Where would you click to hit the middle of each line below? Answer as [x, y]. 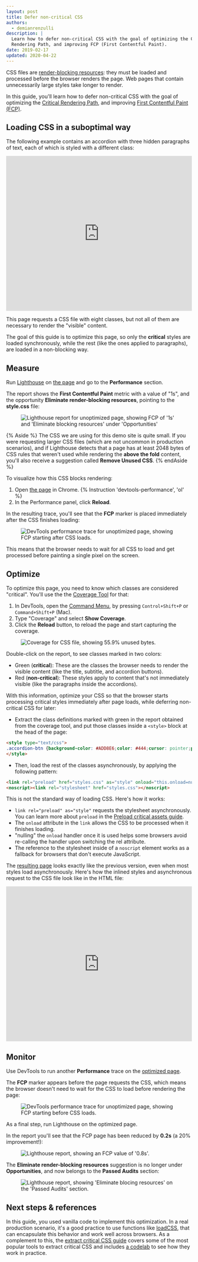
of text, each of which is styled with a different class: [70, 148]
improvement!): [24, 1142]
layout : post [22, 12]
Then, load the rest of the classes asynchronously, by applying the [95, 765]
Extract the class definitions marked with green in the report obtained [99, 720]
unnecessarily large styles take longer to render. [65, 85]
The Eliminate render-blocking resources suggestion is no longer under [94, 1165]
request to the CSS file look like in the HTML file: [65, 878]
